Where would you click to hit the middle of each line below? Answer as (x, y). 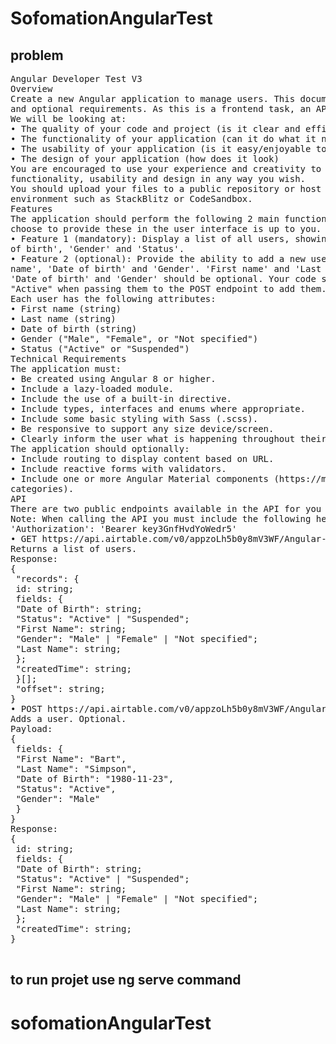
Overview (31, 88)
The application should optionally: (100, 448)
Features (31, 208)
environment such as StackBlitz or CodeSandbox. (131, 198)
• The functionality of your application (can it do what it (163, 138)
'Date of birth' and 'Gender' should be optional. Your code (163, 278)
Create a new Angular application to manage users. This (153, 98)
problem (37, 55)
